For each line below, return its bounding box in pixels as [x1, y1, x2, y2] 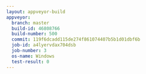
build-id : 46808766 [11, 25, 60, 32]
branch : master [11, 20, 50, 26]
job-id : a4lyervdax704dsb [11, 42, 77, 48]
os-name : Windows [11, 53, 55, 59]
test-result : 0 [11, 58, 50, 64]
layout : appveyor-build [6, 8, 66, 15]
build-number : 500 [11, 31, 58, 37]
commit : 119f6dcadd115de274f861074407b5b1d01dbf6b [11, 36, 141, 42]
